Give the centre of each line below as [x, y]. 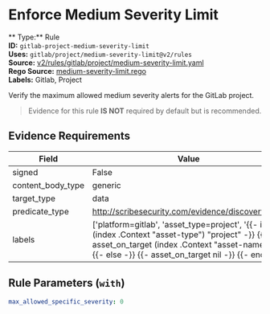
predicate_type [41, 211]
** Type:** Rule [34, 37]
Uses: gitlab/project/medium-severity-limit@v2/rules [100, 54]
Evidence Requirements [70, 136]
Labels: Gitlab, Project [45, 80]
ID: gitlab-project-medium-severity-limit [79, 45]
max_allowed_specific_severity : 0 [66, 302]
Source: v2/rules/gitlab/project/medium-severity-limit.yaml [106, 63]
